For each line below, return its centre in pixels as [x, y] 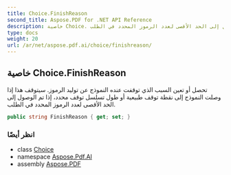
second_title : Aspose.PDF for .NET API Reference [80, 20]
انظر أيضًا [21, 135]
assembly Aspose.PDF [49, 164]
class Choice [35, 149]
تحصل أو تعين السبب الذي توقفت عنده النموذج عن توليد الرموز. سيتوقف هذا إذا [107, 89]
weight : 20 [23, 39]
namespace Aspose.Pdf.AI [55, 156]
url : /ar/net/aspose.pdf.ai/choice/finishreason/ [80, 45]
